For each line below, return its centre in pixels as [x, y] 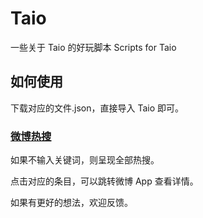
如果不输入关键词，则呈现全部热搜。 [85, 160]
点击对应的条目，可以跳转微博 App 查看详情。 [104, 181]
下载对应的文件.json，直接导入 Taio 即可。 [97, 108]
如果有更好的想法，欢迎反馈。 [71, 203]
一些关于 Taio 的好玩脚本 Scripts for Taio [93, 47]
